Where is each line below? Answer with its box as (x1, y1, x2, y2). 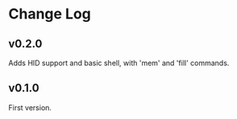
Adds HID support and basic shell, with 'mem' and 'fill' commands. (8, 58, 230, 68)
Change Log (8, 5, 91, 23)
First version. (8, 102, 52, 113)
